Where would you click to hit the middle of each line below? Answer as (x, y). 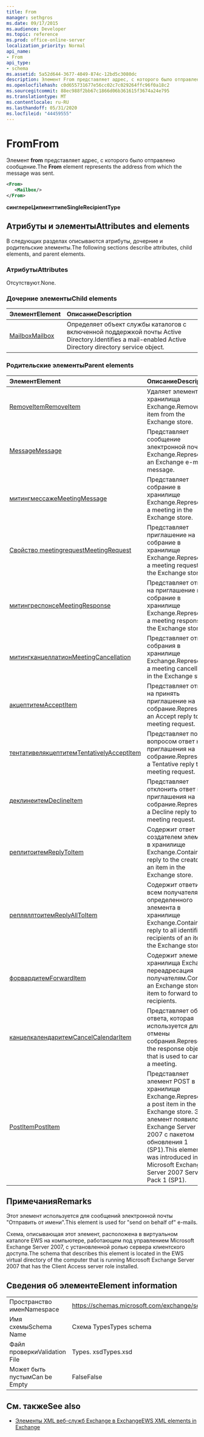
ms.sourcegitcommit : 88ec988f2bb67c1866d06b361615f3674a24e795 (88, 91)
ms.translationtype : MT (36, 97)
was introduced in (172, 1157)
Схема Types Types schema (112, 1327)
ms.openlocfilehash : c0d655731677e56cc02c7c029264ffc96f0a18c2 (88, 86)
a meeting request (173, 565)
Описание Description (99, 314)
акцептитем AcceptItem (43, 705)
